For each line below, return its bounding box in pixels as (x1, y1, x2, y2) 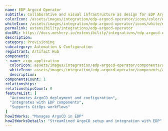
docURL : (5, 30, 21, 35)
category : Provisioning (5, 40, 55, 45)
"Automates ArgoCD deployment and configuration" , (9, 95, 117, 100)
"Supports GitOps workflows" (9, 105, 70, 110)
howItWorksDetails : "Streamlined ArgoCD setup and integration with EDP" (5, 118, 162, 124)
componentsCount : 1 (5, 77, 46, 82)
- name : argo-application (5, 58, 59, 63)
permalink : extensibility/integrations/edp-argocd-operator (5, 26, 133, 31)
